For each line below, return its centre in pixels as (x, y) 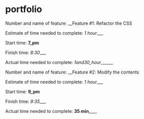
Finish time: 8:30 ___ (26, 52)
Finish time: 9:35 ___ (26, 101)
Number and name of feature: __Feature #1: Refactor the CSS (69, 23)
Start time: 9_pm (23, 91)
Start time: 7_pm (22, 43)
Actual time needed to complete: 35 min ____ (51, 111)
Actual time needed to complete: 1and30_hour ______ (59, 62)
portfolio (24, 9)
